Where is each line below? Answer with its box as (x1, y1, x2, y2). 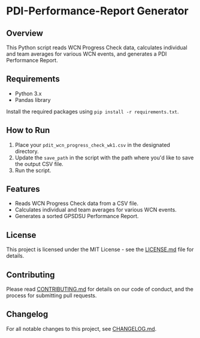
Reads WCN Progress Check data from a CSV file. (14, 200, 139, 207)
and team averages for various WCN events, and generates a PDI (6, 50, 167, 58)
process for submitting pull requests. (6, 292, 97, 299)
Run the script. (14, 167, 51, 174)
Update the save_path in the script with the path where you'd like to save (14, 154, 194, 161)
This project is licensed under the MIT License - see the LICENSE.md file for (6, 246, 194, 253)
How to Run (6, 125, 50, 135)
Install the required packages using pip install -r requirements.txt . (6, 108, 179, 115)
